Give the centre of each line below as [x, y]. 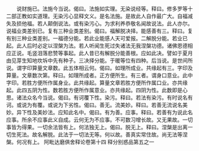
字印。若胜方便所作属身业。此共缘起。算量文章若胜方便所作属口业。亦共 [94, 83]
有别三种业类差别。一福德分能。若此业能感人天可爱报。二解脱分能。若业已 [97, 38]
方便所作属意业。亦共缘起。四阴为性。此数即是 [125, 90]
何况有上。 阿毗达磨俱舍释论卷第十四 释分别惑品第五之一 [85, 142]
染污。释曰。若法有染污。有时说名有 [149, 97]
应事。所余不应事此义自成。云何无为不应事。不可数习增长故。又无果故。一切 [99, 120]
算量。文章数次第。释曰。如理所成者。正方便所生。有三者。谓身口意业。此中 [99, 75]
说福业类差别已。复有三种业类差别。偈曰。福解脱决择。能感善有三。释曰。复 [99, 31]
